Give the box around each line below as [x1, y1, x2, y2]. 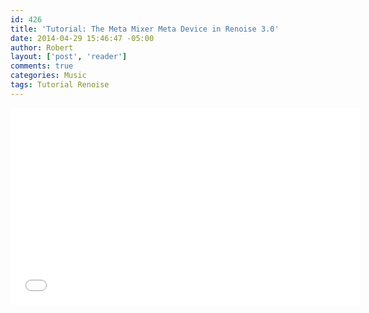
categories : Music [10, 71, 87, 81]
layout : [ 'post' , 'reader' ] [10, 52, 128, 62]
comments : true [10, 61, 74, 71]
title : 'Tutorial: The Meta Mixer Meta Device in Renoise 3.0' [10, 24, 280, 34]
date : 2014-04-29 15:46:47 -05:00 [10, 33, 155, 43]
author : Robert [10, 42, 74, 53]
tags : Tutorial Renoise [10, 80, 110, 90]
